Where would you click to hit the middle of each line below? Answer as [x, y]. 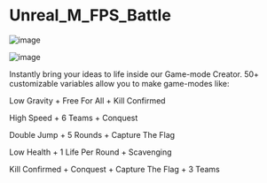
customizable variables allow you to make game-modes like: [119, 83]
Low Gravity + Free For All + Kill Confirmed [87, 100]
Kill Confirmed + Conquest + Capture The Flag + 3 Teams [114, 169]
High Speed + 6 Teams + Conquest [74, 118]
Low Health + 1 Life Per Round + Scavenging [90, 152]
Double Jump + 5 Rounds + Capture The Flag [92, 134]
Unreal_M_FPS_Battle [90, 15]
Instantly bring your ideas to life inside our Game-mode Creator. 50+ [134, 74]
